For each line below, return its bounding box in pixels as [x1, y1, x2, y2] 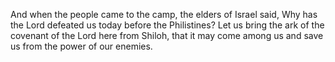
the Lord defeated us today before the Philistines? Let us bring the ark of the [10, 19, 325, 31]
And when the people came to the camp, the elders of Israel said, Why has [10, 9, 318, 20]
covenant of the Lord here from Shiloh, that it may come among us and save [10, 30, 324, 41]
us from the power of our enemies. [10, 40, 153, 52]
